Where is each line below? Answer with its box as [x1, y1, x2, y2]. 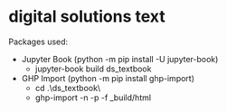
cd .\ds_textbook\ [34, 82, 101, 93]
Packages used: [8, 36, 69, 47]
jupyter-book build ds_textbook [34, 63, 152, 74]
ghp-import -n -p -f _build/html [34, 92, 151, 103]
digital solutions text [8, 6, 166, 27]
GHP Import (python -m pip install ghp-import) [21, 72, 195, 83]
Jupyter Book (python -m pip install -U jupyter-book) [21, 53, 219, 64]
